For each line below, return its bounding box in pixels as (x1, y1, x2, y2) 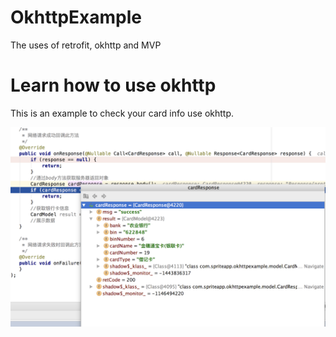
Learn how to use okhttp (10, 74, 217, 97)
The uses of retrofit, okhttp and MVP (10, 39, 162, 51)
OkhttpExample (10, 6, 143, 29)
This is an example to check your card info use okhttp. (10, 107, 235, 119)
